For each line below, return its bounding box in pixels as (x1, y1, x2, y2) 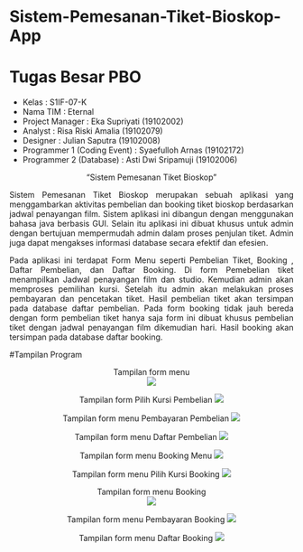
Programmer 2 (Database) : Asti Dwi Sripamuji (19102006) (22, 154, 238, 165)
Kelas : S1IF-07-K (22, 97, 87, 108)
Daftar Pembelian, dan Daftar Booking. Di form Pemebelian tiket (9, 265, 294, 276)
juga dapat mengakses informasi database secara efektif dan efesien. (9, 238, 269, 248)
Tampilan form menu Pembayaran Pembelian (62, 413, 230, 424)
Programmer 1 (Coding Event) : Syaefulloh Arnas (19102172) (22, 145, 245, 155)
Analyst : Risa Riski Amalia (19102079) (22, 126, 164, 136)
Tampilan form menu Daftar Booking (78, 533, 214, 544)
